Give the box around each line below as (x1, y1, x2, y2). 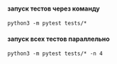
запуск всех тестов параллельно (7, 34, 110, 43)
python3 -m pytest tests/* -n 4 (7, 50, 103, 58)
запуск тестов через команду (7, 4, 101, 13)
